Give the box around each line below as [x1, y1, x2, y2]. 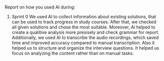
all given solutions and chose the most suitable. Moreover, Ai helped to [11, 24, 156, 30]
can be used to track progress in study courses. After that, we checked [11, 19, 157, 25]
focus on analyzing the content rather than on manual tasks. [11, 50, 134, 56]
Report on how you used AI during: [4, 4, 75, 10]
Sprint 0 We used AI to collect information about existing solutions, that [11, 14, 156, 19]
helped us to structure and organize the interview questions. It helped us [11, 45, 160, 51]
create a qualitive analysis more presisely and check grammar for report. [11, 30, 160, 35]
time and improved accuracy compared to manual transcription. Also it [11, 40, 155, 46]
